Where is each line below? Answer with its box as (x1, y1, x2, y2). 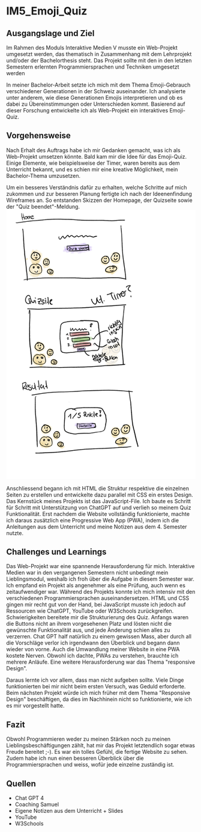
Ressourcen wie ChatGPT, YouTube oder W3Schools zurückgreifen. (6, 607, 174, 614)
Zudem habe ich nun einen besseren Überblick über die (6, 754, 144, 762)
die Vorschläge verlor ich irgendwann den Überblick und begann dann (6, 639, 180, 647)
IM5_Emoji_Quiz (6, 4, 88, 18)
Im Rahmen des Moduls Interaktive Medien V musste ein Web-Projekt (6, 44, 178, 51)
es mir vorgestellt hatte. (6, 702, 65, 709)
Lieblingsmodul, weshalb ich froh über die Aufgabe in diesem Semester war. (6, 575, 195, 583)
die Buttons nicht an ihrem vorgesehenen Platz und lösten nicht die (6, 620, 172, 628)
